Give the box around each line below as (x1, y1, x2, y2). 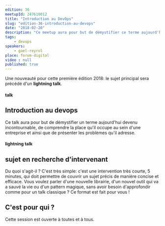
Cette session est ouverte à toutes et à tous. (5, 216, 95, 222)
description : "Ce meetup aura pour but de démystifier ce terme (5, 30, 139, 35)
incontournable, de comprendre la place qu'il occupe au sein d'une (5, 124, 141, 130)
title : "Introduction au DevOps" (5, 16, 74, 21)
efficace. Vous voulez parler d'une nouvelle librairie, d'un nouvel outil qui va (5, 178, 159, 184)
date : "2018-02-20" (5, 26, 45, 30)
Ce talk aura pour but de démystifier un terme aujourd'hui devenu (5, 119, 138, 125)
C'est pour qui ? (5, 203, 55, 212)
